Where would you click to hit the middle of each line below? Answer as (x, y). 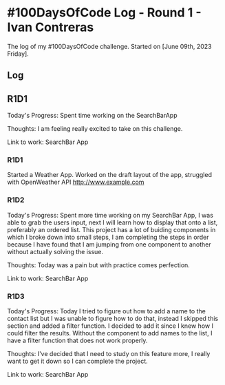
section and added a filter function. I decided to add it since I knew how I (110, 326)
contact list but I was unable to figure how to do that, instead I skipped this (113, 319)
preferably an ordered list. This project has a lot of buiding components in (111, 229)
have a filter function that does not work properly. (77, 341)
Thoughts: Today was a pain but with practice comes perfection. (99, 265)
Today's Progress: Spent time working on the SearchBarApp (92, 116)
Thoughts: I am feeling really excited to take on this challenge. (95, 129)
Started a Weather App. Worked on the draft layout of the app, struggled (109, 175)
